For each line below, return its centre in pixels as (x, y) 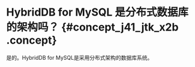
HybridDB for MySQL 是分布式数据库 (97, 12)
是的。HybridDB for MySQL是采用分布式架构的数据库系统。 (79, 57)
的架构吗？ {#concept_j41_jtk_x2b (92, 27)
